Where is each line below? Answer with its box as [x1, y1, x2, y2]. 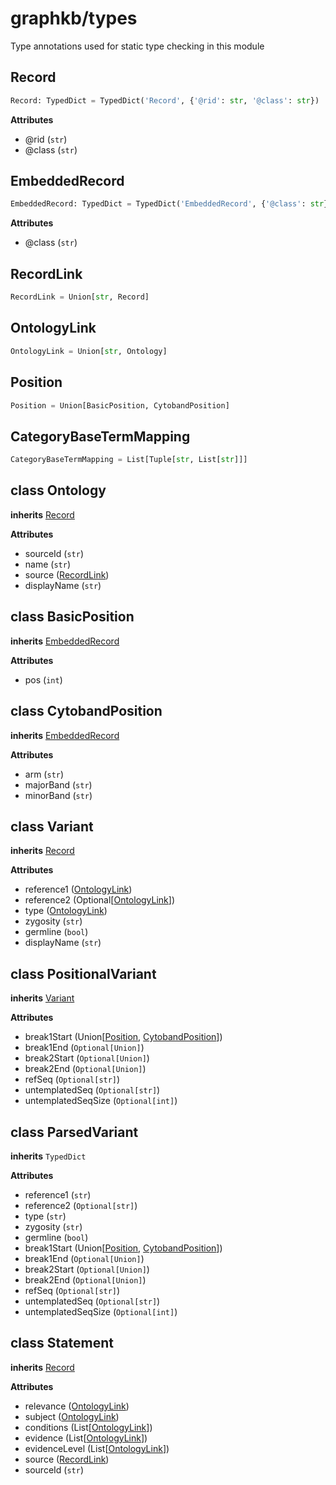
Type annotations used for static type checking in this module [10, 40, 265, 52]
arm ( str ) [24, 768, 65, 780]
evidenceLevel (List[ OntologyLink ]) [24, 1442, 170, 1454]
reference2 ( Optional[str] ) [24, 1199, 138, 1211]
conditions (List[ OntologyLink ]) [24, 1421, 153, 1433]
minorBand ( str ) [24, 789, 93, 801]
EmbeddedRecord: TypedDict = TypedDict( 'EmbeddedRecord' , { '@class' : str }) [10, 199, 333, 209]
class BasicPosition [10, 608, 135, 626]
